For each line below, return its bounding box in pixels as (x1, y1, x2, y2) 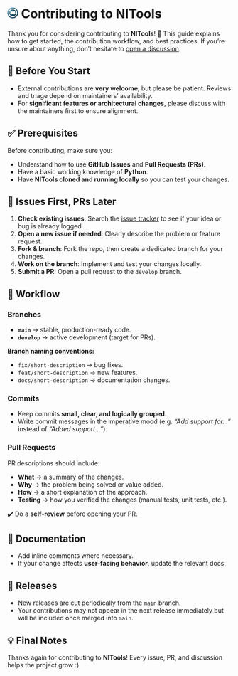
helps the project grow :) (7, 661, 80, 670)
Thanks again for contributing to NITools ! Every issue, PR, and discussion (7, 653, 222, 662)
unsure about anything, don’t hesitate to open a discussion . (7, 44, 181, 53)
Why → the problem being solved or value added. (17, 480, 163, 489)
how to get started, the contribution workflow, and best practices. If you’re (7, 36, 225, 45)
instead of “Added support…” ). (17, 425, 108, 433)
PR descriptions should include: (7, 458, 100, 468)
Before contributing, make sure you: (7, 146, 113, 154)
